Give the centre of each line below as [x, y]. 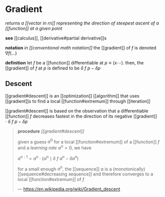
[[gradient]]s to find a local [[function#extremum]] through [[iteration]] [78, 101]
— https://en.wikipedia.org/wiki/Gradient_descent [69, 189]
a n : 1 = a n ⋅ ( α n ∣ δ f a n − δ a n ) [48, 158]
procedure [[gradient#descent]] [51, 131]
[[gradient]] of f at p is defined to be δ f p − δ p [53, 68]
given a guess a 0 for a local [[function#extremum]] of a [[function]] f [88, 141]
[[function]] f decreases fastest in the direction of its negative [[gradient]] [81, 116]
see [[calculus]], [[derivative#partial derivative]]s [56, 38]
